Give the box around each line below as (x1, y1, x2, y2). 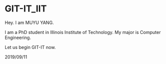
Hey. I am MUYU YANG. (5, 19, 54, 25)
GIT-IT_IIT (5, 3, 47, 14)
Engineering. (5, 34, 31, 40)
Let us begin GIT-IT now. (5, 44, 56, 50)
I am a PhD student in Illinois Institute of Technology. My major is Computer (5, 29, 161, 35)
